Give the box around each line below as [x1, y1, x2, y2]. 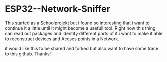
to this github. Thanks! [5, 51, 51, 57]
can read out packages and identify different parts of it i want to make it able [5, 30, 163, 36]
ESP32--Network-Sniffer [5, 3, 111, 15]
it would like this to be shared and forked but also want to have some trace [5, 45, 159, 51]
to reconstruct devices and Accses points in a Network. [5, 36, 120, 42]
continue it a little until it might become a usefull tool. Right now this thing [5, 25, 156, 31]
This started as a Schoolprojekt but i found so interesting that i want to [5, 20, 150, 26]
